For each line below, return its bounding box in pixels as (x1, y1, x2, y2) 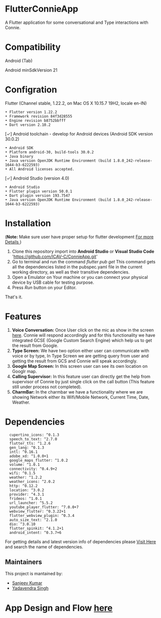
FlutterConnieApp (5, 3, 78, 15)
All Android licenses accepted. (9, 167, 75, 172)
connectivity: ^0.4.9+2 (9, 466, 57, 471)
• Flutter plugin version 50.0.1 (5, 189, 73, 194)
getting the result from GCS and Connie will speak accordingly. (12, 358, 138, 364)
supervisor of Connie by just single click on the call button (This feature (12, 378, 155, 384)
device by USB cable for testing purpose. (12, 279, 94, 285)
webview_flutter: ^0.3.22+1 (9, 509, 66, 514)
